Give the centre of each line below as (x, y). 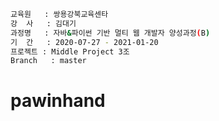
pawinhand (58, 101)
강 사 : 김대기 (43, 23)
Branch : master (48, 61)
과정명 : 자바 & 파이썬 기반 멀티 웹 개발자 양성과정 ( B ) (110, 33)
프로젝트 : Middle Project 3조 (70, 51)
